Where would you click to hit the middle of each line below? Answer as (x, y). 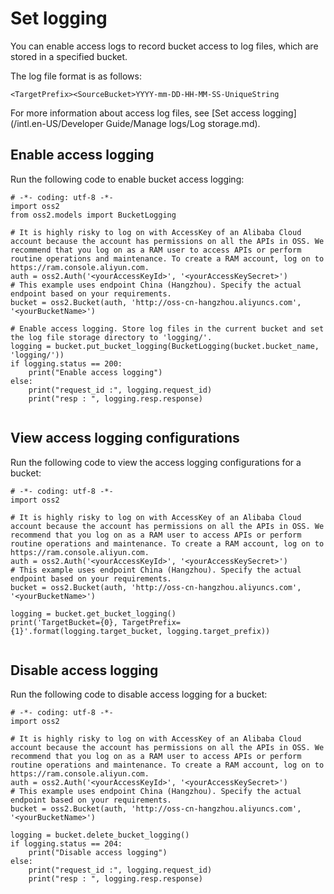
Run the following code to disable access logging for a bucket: (139, 694)
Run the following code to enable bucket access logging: (127, 179)
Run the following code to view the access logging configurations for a (156, 462)
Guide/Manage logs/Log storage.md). (183, 123)
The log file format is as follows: (76, 76)
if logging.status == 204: (66, 844)
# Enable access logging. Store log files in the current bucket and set (167, 328)
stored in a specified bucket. (69, 56)
